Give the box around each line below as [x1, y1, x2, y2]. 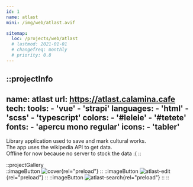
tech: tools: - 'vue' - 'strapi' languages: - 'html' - [6, 103, 189, 113]
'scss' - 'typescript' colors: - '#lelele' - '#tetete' [6, 113, 186, 123]
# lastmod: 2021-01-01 [11, 41, 67, 47]
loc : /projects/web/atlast [11, 36, 78, 42]
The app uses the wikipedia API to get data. [6, 143, 112, 150]
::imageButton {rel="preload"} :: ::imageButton [6, 168, 139, 175]
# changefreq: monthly [11, 47, 67, 53]
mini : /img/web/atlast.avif [6, 19, 76, 25]
